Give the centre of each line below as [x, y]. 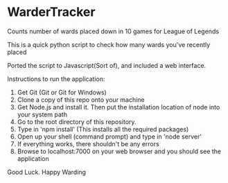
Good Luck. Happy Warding [47, 172]
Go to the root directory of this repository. [77, 121]
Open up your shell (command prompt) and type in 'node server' [109, 137]
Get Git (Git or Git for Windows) [62, 92]
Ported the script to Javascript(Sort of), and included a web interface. [107, 65]
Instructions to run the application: [56, 79]
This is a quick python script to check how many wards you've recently [109, 44]
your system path [42, 114]
